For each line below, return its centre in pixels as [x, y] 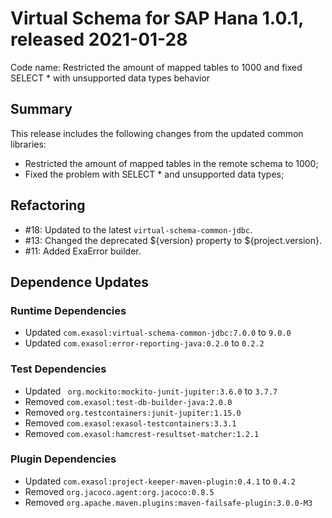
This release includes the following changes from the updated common [157, 133]
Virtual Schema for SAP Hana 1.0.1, [157, 18]
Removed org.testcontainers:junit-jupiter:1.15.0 [133, 412]
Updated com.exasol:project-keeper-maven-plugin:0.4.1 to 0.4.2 [160, 481]
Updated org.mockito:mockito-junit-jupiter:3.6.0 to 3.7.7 [151, 391]
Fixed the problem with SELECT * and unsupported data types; [154, 174]
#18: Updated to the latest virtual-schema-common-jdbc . [138, 229]
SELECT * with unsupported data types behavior [110, 78]
